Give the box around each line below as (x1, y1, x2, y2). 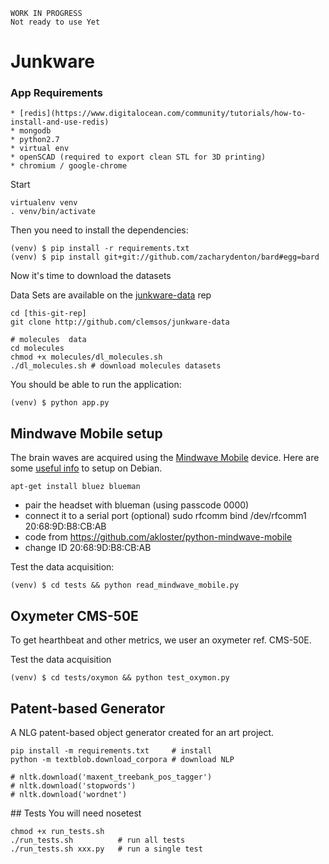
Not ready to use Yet (10, 17, 101, 27)
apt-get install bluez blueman (10, 482, 141, 492)
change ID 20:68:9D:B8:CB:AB (24, 542, 152, 554)
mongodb (19, 126, 52, 136)
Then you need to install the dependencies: (10, 224, 189, 236)
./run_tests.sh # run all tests (10, 835, 186, 845)
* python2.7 (10, 135, 60, 145)
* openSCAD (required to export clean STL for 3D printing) (10, 152, 267, 163)
